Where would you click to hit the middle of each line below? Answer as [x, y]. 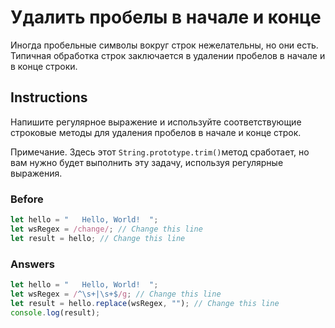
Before [27, 199]
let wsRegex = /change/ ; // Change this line [106, 229]
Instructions [49, 97]
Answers [32, 264]
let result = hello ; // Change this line [98, 238]
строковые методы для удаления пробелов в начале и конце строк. [156, 132]
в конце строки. [44, 66]
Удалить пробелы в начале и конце [166, 17]
